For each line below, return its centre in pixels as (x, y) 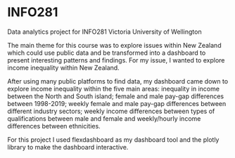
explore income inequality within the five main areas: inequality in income (114, 88)
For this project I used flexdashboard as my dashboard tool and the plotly (113, 139)
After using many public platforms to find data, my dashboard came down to (118, 81)
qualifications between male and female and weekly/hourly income (104, 118)
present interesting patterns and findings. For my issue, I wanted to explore (116, 60)
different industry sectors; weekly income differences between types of (111, 111)
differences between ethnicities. (54, 126)
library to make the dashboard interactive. (68, 147)
